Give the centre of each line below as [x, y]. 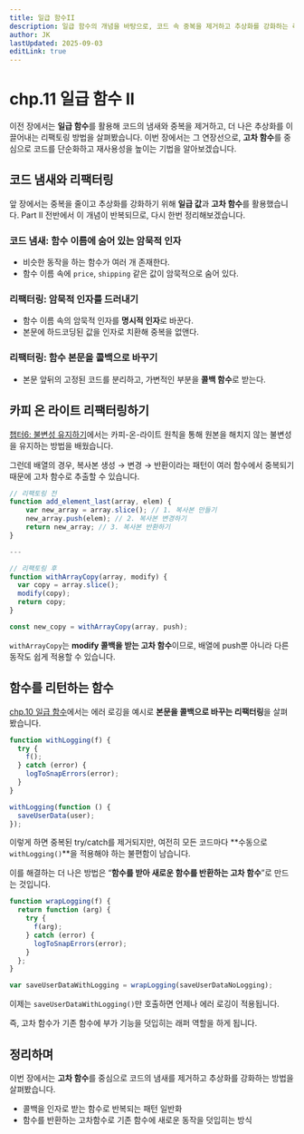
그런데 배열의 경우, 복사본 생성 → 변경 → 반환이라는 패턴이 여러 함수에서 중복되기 [152, 464]
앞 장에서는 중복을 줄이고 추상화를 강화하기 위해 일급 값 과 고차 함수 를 [130, 203]
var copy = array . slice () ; [68, 585]
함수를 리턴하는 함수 [62, 688]
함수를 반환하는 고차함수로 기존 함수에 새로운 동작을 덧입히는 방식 [137, 1119]
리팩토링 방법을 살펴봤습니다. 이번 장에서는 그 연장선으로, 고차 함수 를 [161, 138]
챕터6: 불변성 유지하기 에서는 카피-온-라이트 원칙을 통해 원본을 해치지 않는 [139, 434]
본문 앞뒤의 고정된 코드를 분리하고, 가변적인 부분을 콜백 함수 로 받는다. [144, 379]
